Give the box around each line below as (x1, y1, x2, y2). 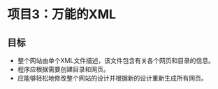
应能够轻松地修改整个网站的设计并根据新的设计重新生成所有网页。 (17, 74, 208, 82)
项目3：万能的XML (7, 6, 117, 22)
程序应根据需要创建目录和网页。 (17, 65, 110, 74)
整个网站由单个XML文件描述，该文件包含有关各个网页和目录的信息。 (17, 57, 215, 64)
